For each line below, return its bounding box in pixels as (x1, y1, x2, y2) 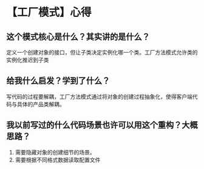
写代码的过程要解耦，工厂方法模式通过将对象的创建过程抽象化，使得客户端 (6, 93, 192, 100)
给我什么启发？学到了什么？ (6, 76, 110, 86)
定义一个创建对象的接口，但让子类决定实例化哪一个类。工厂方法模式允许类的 (6, 49, 198, 56)
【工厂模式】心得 (6, 5, 92, 19)
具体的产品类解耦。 (16, 101, 65, 108)
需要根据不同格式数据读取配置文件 (15, 156, 101, 164)
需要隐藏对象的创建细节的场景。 (15, 148, 95, 156)
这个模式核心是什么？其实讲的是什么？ (6, 31, 150, 42)
